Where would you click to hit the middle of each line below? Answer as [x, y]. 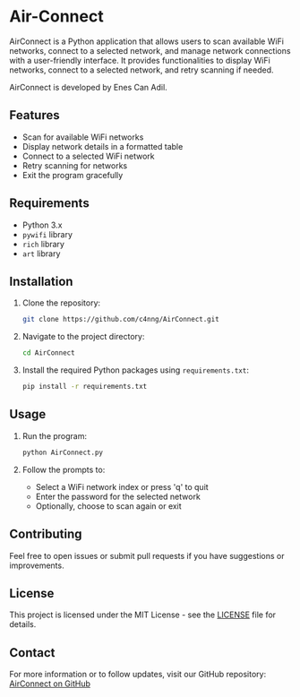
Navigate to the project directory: [83, 337]
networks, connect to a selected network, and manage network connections [150, 50]
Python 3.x [42, 225]
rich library [43, 244]
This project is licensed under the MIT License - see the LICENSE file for [142, 615]
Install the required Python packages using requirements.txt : [135, 370]
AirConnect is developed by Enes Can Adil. [88, 87]
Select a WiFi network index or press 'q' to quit [122, 486]
